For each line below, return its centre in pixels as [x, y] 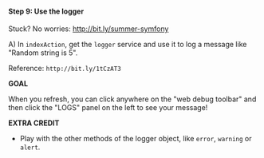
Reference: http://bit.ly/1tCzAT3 [65, 69]
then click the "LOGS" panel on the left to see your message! [108, 108]
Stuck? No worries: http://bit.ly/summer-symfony [89, 29]
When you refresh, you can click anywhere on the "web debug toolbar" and [132, 99]
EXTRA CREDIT [34, 123]
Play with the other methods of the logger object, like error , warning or [136, 139]
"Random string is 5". [43, 53]
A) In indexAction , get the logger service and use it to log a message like [128, 45]
